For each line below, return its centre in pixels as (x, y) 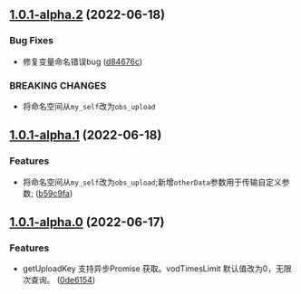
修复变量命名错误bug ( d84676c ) (83, 62)
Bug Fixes (32, 41)
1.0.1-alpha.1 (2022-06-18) (86, 135)
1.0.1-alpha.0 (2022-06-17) (87, 222)
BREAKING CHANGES (58, 85)
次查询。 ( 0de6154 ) (59, 280)
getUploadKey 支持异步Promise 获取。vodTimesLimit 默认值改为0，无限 (157, 269)
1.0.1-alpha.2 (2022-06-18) (87, 15)
